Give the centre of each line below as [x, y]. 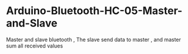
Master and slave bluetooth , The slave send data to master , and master [93, 39]
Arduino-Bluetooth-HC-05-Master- [94, 11]
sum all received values [35, 46]
